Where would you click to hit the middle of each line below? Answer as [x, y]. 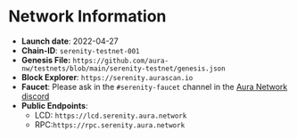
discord [35, 96]
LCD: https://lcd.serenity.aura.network [111, 115]
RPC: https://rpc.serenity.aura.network [110, 124]
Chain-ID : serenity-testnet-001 [80, 50]
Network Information [87, 16]
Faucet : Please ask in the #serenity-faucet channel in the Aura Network [154, 86]
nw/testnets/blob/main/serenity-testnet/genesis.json [123, 69]
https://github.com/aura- [121, 61]
